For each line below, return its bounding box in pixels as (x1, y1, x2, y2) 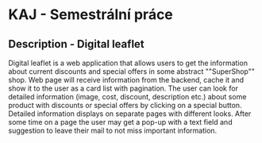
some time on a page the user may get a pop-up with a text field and (8, 118, 233, 126)
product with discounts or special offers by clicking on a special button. (8, 101, 242, 110)
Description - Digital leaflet (8, 37, 144, 51)
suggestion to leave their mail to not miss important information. (8, 126, 218, 135)
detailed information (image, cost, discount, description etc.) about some (8, 92, 247, 101)
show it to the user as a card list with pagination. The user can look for (8, 83, 238, 93)
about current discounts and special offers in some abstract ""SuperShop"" (8, 67, 256, 76)
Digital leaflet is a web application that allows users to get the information (8, 58, 249, 68)
